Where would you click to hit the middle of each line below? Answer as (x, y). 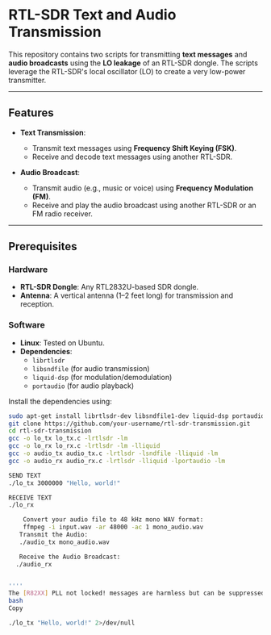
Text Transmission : (53, 132)
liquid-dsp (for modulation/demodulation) (102, 377)
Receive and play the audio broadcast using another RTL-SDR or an (144, 205)
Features (31, 113)
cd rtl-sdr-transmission (50, 431)
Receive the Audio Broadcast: (70, 557)
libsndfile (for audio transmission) (91, 368)
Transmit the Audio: (54, 535)
